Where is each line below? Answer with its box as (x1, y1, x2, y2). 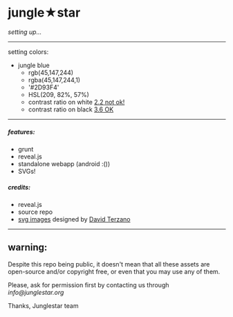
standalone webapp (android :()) (17, 159, 111, 167)
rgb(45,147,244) (28, 68, 74, 77)
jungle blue (17, 61, 50, 69)
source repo (17, 208, 53, 216)
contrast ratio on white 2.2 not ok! (28, 98, 125, 106)
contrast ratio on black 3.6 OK (28, 105, 114, 114)
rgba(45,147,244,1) (28, 75, 81, 84)
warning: (8, 242, 48, 253)
